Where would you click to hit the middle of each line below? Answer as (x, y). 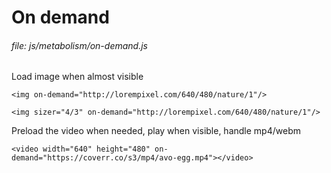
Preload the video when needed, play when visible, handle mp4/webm (156, 131)
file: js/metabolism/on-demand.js (79, 45)
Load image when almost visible (77, 77)
